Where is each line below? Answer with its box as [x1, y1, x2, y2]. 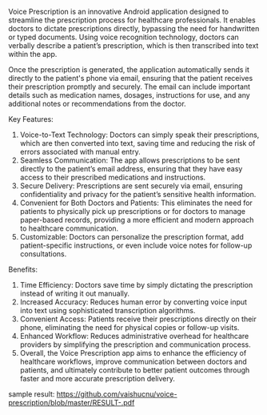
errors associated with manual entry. [19, 147, 141, 156]
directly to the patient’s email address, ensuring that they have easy [19, 164, 243, 173]
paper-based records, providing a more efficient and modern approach [19, 216, 254, 224]
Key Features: [8, 115, 54, 123]
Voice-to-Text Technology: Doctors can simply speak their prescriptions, [19, 130, 260, 139]
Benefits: [8, 264, 38, 274]
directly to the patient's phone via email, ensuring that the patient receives [8, 74, 253, 83]
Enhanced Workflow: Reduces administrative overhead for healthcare [19, 332, 249, 340]
